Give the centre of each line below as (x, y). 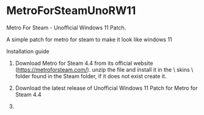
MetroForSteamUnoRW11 (71, 11)
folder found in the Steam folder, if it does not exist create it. (91, 76)
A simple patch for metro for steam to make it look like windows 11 (89, 39)
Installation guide (28, 51)
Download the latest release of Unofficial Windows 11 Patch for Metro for (106, 88)
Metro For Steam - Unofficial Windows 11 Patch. (66, 28)
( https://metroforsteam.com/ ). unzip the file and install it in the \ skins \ (104, 69)
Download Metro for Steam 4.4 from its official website (84, 63)
